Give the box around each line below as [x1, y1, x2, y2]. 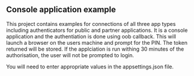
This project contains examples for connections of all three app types [6, 20, 176, 27]
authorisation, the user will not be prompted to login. [6, 51, 135, 58]
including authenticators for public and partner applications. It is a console [6, 27, 188, 34]
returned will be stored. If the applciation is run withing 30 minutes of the [6, 45, 185, 52]
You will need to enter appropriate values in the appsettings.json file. [6, 63, 174, 70]
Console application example [6, 5, 116, 15]
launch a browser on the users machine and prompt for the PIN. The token [6, 39, 188, 46]
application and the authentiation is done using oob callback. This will [6, 32, 176, 40]
